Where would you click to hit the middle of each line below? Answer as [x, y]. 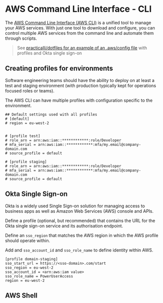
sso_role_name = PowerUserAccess [39, 276]
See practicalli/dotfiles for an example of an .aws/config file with [82, 48]
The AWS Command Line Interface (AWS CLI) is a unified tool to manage [78, 23]
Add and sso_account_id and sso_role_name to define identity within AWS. [79, 250]
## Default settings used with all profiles [51, 114]
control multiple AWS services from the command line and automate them [80, 33]
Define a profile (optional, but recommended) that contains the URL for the [80, 220]
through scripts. [21, 38]
